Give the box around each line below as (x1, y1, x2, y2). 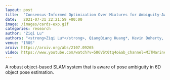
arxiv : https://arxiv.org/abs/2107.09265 (5, 45, 94, 50)
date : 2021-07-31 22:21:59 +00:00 (5, 17, 82, 22)
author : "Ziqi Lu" (5, 31, 44, 36)
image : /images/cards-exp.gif (5, 21, 69, 27)
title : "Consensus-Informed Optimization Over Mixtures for (5, 12, 137, 17)
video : (5, 50, 19, 55)
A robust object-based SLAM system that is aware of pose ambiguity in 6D (5, 64, 161, 70)
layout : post (5, 7, 33, 13)
